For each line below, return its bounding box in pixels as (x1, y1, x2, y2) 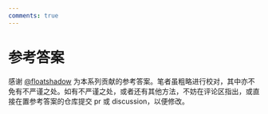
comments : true (8, 11, 59, 20)
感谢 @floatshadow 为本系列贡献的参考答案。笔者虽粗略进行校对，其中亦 (8, 77, 249, 86)
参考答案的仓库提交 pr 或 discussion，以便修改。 (29, 96, 190, 106)
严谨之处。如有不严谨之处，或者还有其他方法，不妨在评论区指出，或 (29, 86, 253, 96)
